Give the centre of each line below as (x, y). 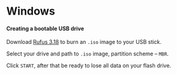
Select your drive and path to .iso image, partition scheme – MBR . (88, 54)
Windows (31, 11)
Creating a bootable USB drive (45, 28)
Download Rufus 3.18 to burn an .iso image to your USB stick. (84, 42)
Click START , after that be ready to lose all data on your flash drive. (89, 66)
